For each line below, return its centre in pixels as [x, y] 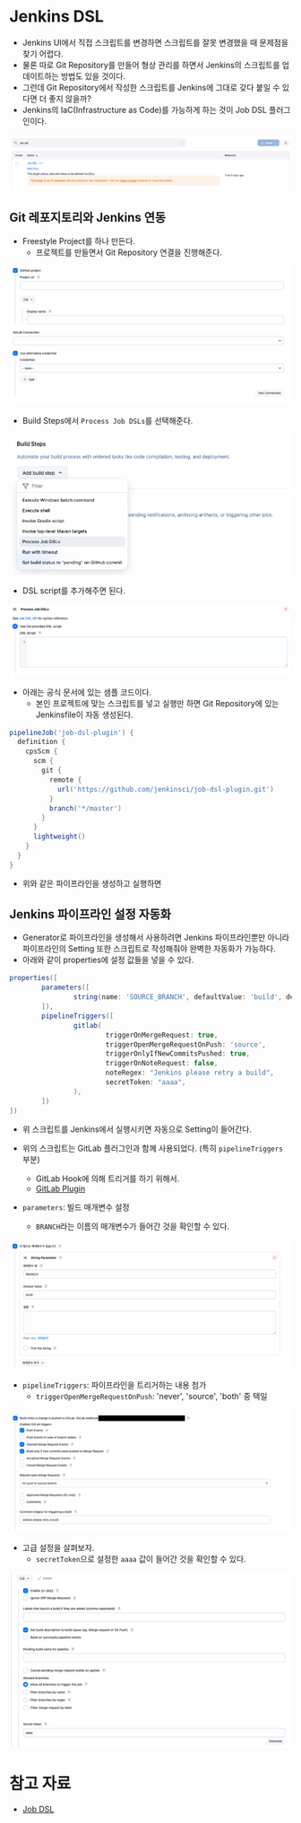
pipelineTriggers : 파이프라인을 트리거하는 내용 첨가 [114, 1385]
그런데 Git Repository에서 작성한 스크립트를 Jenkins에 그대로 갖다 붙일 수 [151, 87]
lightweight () [60, 837]
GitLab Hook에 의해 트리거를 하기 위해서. [107, 1179]
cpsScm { [42, 751]
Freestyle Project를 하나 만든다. [79, 241]
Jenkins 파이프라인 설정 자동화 [90, 914]
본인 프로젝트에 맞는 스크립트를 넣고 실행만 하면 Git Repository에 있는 [157, 703]
